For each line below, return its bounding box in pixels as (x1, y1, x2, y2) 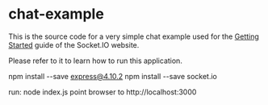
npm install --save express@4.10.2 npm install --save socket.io (8, 71, 218, 81)
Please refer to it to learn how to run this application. (8, 56, 183, 65)
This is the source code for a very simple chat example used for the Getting (8, 31, 260, 41)
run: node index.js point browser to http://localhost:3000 (8, 86, 197, 97)
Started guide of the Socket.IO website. (8, 40, 140, 49)
